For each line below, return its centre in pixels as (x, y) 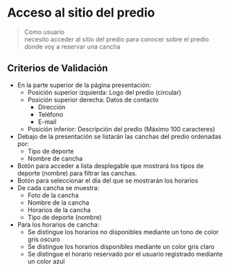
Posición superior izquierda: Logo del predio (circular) (104, 92)
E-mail (47, 122)
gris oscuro (44, 239)
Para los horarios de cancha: (58, 224)
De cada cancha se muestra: (58, 187)
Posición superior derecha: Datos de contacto (93, 100)
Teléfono (51, 114)
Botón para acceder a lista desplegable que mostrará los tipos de (110, 166)
